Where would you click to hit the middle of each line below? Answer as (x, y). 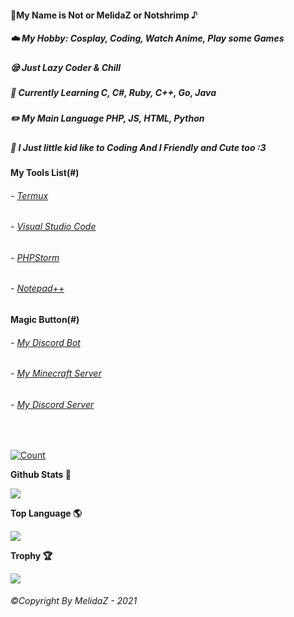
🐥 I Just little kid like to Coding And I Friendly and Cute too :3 (138, 147)
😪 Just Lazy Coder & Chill (66, 67)
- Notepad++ (37, 288)
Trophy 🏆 (31, 555)
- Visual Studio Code (53, 227)
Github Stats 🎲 (41, 474)
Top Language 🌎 (46, 513)
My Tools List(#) (45, 173)
